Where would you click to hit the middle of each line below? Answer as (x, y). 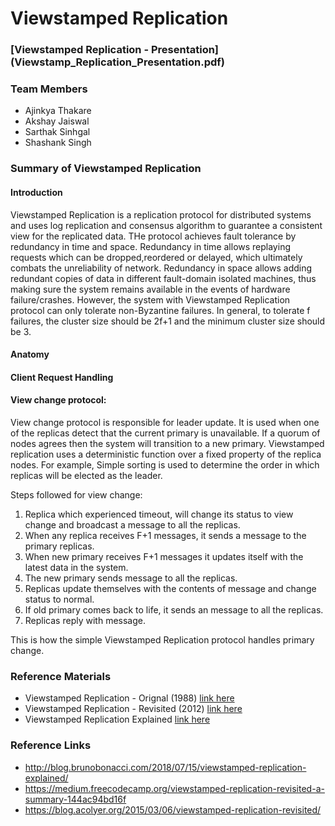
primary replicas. (59, 546)
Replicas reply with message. (85, 620)
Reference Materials (61, 676)
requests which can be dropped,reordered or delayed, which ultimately (156, 257)
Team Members (49, 89)
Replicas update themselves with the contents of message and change (170, 588)
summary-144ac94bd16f (75, 799)
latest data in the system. (76, 567)
